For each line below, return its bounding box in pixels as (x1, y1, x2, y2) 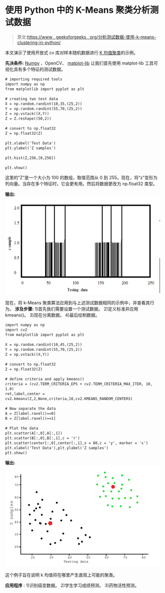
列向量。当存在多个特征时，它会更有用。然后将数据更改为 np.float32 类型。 (5, 181, 158, 187)
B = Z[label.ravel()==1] (5, 416, 56, 421)
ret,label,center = (5, 391, 45, 396)
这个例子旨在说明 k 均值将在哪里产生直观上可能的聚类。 (5, 572, 118, 578)
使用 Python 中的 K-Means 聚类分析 (5, 4, 150, 16)
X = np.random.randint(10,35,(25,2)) (5, 101, 82, 106)
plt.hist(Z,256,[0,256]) (5, 156, 56, 160)
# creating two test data (5, 96, 58, 101)
